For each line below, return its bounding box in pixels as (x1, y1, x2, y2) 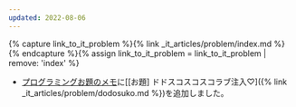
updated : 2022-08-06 (8, 13, 87, 23)
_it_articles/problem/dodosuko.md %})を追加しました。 (21, 87, 229, 98)
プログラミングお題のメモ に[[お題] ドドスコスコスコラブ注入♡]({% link (21, 76, 287, 87)
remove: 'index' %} (8, 57, 81, 68)
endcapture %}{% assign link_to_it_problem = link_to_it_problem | (21, 47, 267, 59)
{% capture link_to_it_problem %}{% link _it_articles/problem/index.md (8, 38, 272, 49)
